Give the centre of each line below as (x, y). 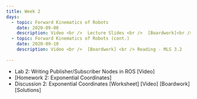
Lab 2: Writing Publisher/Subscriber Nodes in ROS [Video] (85, 71)
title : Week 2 (23, 11)
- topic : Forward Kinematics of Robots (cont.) (71, 38)
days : (13, 17)
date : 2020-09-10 (38, 44)
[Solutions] (28, 90)
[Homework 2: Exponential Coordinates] (63, 77)
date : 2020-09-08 (38, 28)
